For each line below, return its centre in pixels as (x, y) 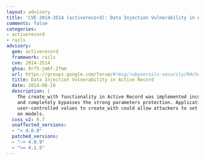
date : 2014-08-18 (34, 86)
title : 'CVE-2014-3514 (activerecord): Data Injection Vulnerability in (101, 18)
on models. (31, 114)
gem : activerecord (35, 52)
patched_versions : (35, 137)
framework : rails (34, 57)
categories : (21, 29)
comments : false (27, 23)
